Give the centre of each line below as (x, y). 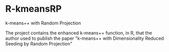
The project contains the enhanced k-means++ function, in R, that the (79, 33)
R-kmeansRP (34, 9)
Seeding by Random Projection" (39, 43)
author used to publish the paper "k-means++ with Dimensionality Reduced (85, 38)
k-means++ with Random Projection (43, 23)
